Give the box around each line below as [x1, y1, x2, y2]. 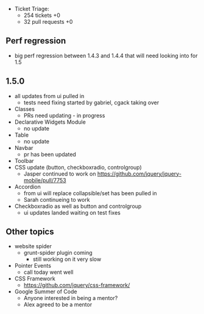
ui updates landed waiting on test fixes [23, 209, 121, 216]
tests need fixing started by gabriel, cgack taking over [23, 99, 160, 106]
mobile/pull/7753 [23, 176, 66, 184]
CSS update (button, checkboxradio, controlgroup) [14, 163, 142, 171]
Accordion [14, 183, 41, 190]
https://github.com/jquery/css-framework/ [23, 282, 130, 289]
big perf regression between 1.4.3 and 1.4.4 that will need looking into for [14, 52, 198, 59]
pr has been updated [23, 151, 77, 158]
